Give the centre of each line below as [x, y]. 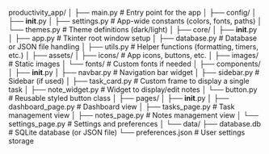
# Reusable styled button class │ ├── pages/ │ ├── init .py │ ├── [119, 98]
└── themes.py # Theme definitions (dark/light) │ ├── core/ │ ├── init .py [133, 29]
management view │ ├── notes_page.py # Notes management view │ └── [134, 115]
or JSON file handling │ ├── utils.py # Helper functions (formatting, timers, [133, 47]
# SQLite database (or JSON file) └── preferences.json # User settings [127, 132]
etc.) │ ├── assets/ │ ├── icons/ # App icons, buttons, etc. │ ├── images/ [134, 55]
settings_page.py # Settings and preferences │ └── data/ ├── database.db [134, 124]
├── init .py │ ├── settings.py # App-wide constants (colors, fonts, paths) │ [135, 21]
